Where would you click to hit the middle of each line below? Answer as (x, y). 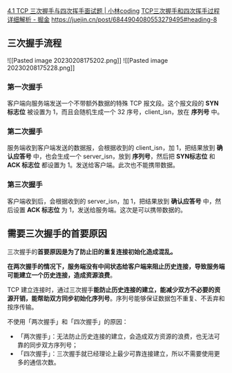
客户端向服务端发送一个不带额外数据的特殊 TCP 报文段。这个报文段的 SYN (113, 104)
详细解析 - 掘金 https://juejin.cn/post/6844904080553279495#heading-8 (112, 19)
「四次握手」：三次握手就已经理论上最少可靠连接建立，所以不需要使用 (115, 353)
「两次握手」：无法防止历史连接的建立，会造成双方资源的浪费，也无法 (115, 336)
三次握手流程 (35, 43)
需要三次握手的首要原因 (57, 234)
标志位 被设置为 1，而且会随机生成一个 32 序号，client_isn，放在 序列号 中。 (115, 112)
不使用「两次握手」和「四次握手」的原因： (68, 321)
